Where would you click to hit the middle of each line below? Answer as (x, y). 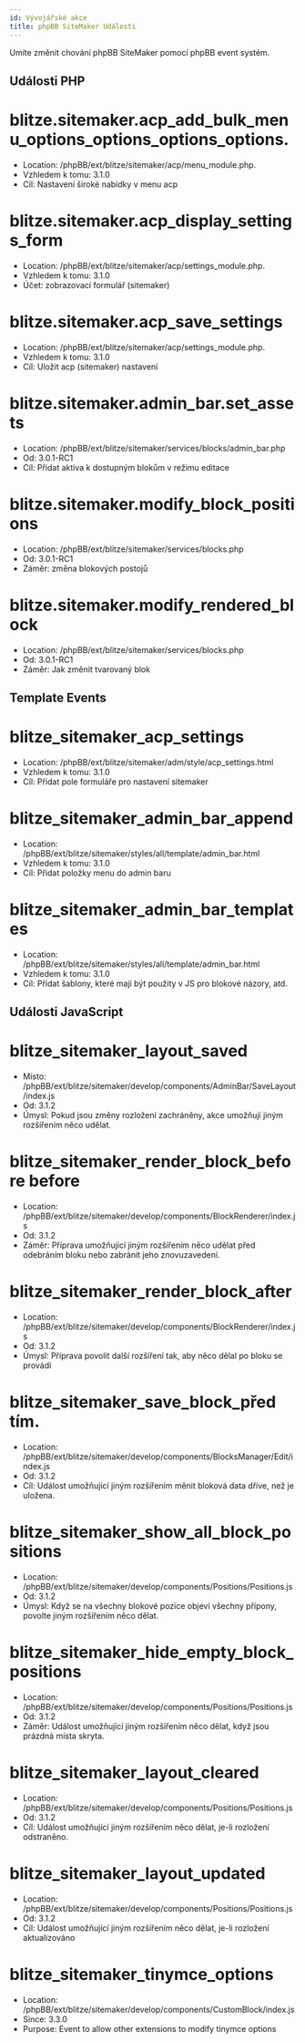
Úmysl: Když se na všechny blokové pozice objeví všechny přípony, (150, 1605)
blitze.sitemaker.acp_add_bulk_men (149, 120)
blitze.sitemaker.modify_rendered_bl (152, 605)
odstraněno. (45, 1836)
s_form (36, 240)
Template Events (58, 697)
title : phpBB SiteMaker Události (73, 26)
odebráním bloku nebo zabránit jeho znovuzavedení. (121, 1254)
